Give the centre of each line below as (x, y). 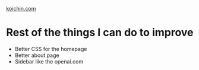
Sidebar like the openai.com (49, 61)
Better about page (37, 55)
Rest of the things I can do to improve (100, 33)
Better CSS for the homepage (51, 49)
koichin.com (21, 9)
